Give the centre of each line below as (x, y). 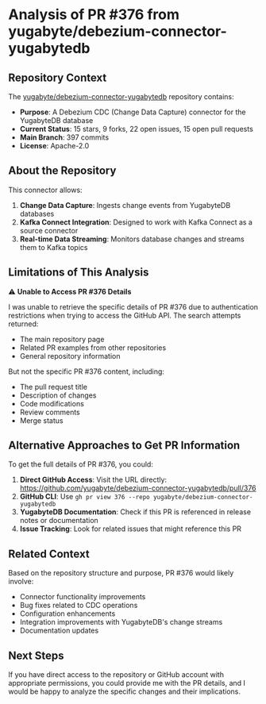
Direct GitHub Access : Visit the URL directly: (93, 480)
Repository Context (58, 77)
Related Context (49, 554)
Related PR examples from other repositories (93, 348)
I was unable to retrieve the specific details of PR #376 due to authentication (133, 306)
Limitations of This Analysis (79, 273)
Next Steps (36, 655)
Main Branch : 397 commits (64, 137)
